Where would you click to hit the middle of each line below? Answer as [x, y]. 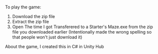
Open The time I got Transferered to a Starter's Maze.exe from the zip [82, 27]
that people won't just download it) [47, 37]
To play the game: [23, 7]
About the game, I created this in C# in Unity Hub [55, 46]
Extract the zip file [31, 22]
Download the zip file [34, 16]
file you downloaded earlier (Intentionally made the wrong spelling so [82, 32]
